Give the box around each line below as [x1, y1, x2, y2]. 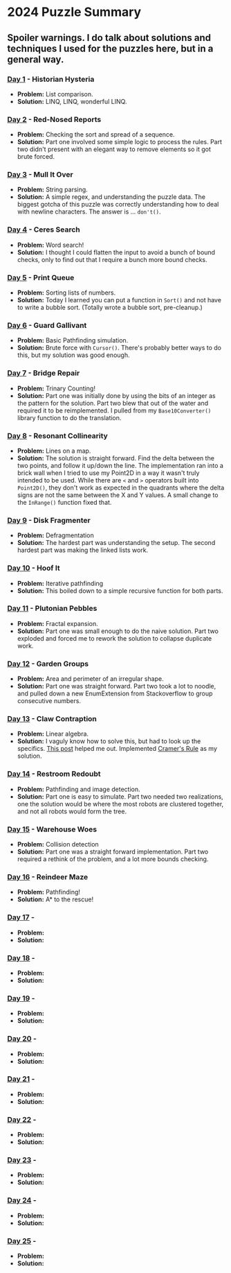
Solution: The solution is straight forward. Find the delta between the [17, 453, 214, 462]
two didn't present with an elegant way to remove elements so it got [17, 145, 211, 153]
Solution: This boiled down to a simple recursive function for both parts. [17, 587, 223, 595]
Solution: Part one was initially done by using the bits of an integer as [17, 391, 216, 399]
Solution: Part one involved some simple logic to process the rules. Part [17, 138, 223, 146]
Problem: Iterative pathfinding [17, 579, 104, 587]
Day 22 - [7, 1114, 37, 1124]
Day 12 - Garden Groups [7, 659, 89, 668]
